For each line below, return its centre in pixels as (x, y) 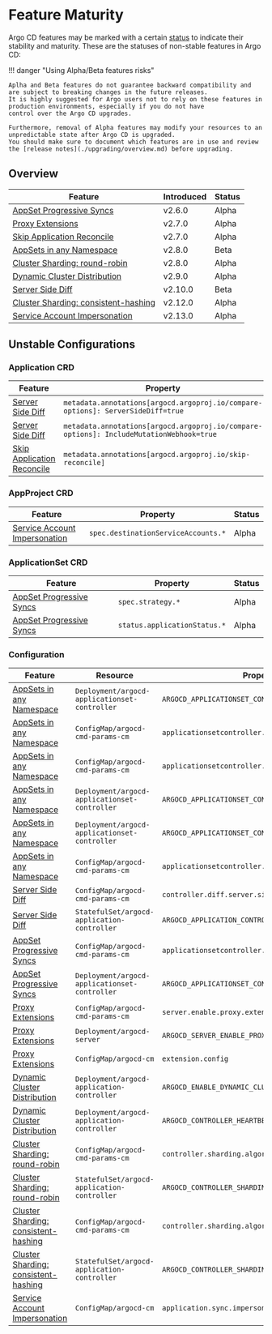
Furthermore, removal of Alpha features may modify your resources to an (136, 127)
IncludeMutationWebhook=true (161, 434)
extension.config (195, 1059)
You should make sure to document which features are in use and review (134, 142)
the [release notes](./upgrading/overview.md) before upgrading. (121, 149)
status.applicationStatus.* (172, 625)
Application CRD (42, 368)
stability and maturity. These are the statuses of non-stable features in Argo (135, 45)
